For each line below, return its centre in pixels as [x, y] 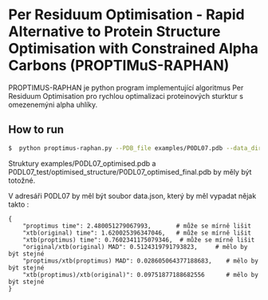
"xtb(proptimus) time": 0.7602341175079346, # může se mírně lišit [139, 240]
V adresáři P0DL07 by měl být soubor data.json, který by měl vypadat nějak [132, 195]
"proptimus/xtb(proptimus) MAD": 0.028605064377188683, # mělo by [141, 261]
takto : [19, 204]
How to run [36, 130]
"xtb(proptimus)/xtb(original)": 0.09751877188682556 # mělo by [141, 274]
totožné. [22, 180]
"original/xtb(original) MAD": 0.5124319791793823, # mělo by [135, 247]
